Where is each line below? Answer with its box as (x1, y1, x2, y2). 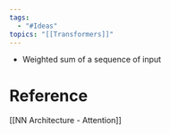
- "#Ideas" (17, 21, 58, 30)
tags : (9, 13, 30, 22)
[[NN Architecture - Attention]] (9, 115, 123, 126)
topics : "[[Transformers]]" (9, 29, 115, 38)
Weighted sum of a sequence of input (21, 54, 162, 65)
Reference (9, 86, 88, 105)
